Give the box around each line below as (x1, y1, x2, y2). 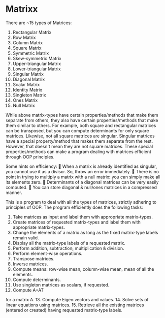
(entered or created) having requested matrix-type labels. (5, 307, 123, 313)
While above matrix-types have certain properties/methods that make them (5, 112, 159, 118)
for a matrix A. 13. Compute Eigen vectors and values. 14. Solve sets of (5, 296, 149, 302)
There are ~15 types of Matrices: (5, 20, 72, 26)
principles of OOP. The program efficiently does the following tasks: (5, 204, 143, 210)
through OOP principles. (5, 154, 55, 159)
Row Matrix (12, 34, 36, 40)
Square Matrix (12, 45, 42, 51)
